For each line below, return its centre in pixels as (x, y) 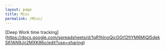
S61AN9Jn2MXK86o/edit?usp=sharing (44, 43)
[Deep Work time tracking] (32, 33)
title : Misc (17, 14)
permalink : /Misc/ (24, 18)
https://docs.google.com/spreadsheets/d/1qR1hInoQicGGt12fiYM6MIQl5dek (83, 37)
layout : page (18, 9)
